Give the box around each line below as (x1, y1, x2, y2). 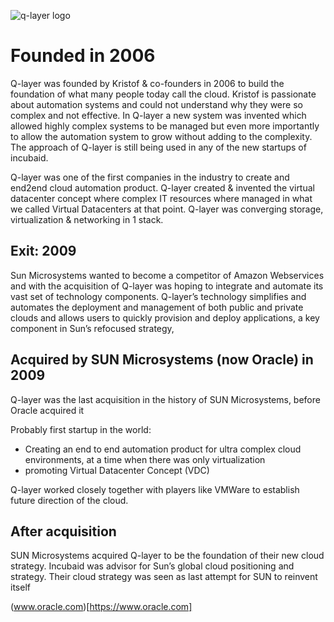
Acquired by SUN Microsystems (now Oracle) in (10, 351, 314, 369)
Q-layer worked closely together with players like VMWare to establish (10, 483, 300, 495)
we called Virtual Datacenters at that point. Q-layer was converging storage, (10, 203, 324, 215)
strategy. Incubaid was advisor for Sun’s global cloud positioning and (10, 560, 295, 572)
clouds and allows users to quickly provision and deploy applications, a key (10, 311, 320, 324)
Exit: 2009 (10, 243, 77, 260)
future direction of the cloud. (10, 494, 129, 506)
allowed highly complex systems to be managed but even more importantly (10, 120, 320, 132)
